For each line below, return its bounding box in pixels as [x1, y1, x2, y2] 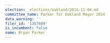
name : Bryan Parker [5, 30, 46, 35]
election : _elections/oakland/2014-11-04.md [5, 7, 99, 12]
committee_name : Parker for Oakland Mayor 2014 [5, 12, 106, 17]
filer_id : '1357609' [5, 21, 48, 26]
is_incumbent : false [5, 26, 48, 31]
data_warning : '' [5, 16, 41, 21]
